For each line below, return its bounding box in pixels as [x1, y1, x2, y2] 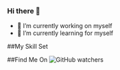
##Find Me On [7, 56, 48, 64]
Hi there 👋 [7, 6, 41, 16]
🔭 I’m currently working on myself [16, 22, 112, 30]
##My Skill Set [7, 43, 48, 51]
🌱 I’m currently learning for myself [16, 29, 114, 37]
